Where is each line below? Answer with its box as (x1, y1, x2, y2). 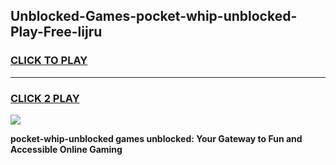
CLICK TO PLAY (10, 54, 88, 68)
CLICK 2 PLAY (10, 91, 80, 105)
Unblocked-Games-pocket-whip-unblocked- (10, 8, 298, 25)
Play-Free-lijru (10, 24, 103, 41)
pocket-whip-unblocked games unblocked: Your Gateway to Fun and (10, 132, 303, 144)
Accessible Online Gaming (10, 143, 123, 155)
